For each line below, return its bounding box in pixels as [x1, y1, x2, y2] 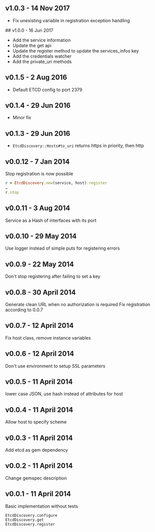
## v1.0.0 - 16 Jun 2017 [5, 27, 54, 33]
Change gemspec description [5, 475, 67, 481]
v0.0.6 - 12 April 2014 [5, 350, 74, 358]
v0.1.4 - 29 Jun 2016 [5, 101, 71, 110]
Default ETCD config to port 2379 [12, 86, 82, 92]
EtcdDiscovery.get [5, 517, 44, 522]
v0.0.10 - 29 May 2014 [5, 232, 77, 240]
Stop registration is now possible [5, 171, 73, 177]
